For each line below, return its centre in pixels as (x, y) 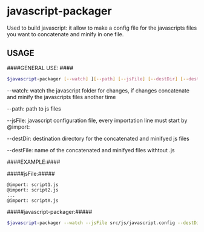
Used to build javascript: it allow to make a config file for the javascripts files (102, 28)
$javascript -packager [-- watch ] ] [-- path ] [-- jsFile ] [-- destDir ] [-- (98, 79)
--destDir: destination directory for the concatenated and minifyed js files (98, 138)
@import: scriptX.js (33, 201)
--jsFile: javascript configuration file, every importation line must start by (97, 120)
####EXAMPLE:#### (34, 162)
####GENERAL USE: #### (40, 68)
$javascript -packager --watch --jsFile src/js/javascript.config (91, 223)
